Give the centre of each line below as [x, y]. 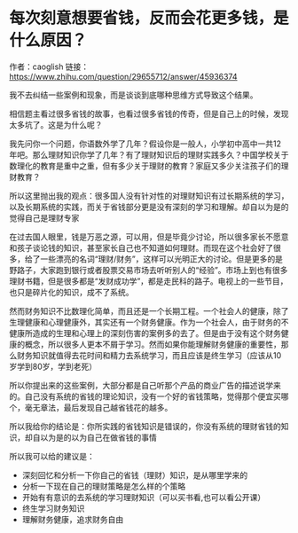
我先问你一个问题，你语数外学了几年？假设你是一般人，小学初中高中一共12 [145, 144]
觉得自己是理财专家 [44, 217]
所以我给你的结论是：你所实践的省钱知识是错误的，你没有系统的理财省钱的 [145, 426]
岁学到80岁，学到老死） [53, 366]
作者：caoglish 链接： [49, 67]
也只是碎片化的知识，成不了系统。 [71, 292]
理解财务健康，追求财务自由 [73, 519]
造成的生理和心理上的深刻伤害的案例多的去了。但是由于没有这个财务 [157, 333]
